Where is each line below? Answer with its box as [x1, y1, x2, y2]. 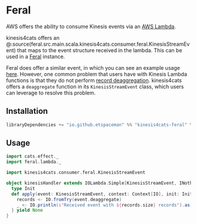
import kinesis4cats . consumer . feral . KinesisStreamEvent [6, 169, 145, 176]
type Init [11, 185, 35, 191]
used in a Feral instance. [6, 53, 66, 60]
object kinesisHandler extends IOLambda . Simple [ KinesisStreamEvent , [6, 180, 177, 186]
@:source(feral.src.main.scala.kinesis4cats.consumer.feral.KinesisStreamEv [6, 40, 190, 47]
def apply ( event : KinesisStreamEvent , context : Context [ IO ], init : [11, 191, 180, 197]
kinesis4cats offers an [6, 34, 60, 41]
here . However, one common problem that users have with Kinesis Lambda [6, 70, 188, 77]
